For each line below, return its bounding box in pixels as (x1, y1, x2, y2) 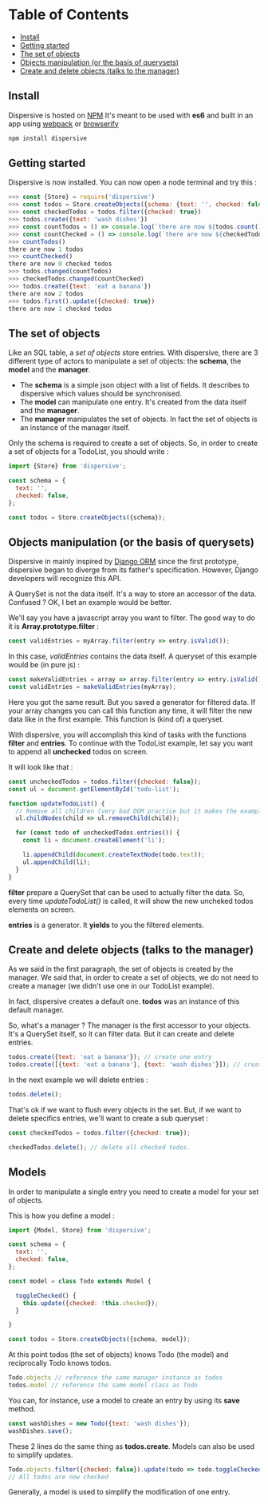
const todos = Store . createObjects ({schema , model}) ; (8, 1335, 191, 1343)
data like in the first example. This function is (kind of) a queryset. (8, 714, 225, 724)
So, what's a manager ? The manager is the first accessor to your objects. (8, 1021, 251, 1030)
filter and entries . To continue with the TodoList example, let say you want (8, 738, 254, 748)
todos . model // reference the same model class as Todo (8, 1381, 198, 1390)
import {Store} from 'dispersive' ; (8, 462, 127, 471)
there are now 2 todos (8, 289, 84, 297)
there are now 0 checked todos (8, 260, 112, 269)
